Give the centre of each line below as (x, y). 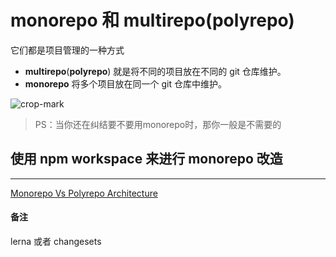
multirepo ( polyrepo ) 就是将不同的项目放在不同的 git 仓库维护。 (155, 71)
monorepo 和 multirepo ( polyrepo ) (152, 20)
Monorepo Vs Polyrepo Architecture (84, 193)
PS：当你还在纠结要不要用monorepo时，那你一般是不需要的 (158, 124)
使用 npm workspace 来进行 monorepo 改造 (146, 159)
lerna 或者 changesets (56, 241)
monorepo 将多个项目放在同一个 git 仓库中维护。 (125, 83)
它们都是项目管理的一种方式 (67, 50)
